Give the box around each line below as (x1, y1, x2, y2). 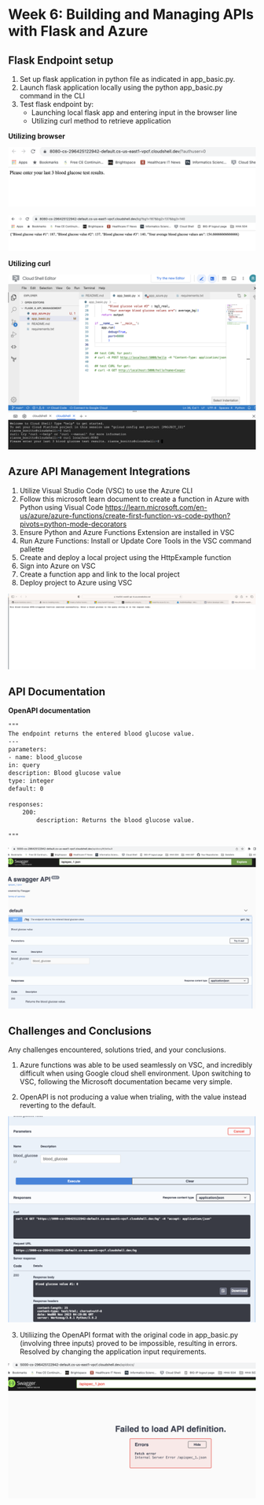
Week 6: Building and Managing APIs (8, 6, 254, 24)
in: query (8, 761, 41, 769)
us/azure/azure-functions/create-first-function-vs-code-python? (19, 511, 231, 520)
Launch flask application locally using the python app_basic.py (19, 83, 223, 92)
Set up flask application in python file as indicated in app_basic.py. (19, 75, 236, 83)
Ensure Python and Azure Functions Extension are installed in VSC (19, 527, 235, 537)
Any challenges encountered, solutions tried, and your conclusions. (8, 1045, 226, 1054)
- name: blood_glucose (8, 753, 82, 761)
